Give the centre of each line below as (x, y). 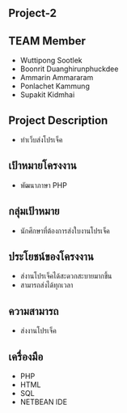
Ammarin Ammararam (57, 78)
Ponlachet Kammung (55, 86)
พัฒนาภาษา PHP (43, 185)
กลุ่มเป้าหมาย (34, 211)
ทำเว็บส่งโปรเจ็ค (41, 140)
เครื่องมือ (26, 357)
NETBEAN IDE (43, 402)
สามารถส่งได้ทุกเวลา (47, 285)
